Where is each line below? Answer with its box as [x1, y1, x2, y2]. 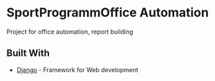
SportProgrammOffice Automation [6, 5, 209, 21]
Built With [6, 47, 50, 59]
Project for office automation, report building [6, 27, 133, 36]
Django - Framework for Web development [16, 65, 139, 73]
